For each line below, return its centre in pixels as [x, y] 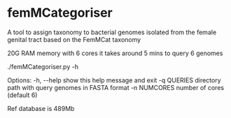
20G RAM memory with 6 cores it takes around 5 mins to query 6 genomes [115, 53]
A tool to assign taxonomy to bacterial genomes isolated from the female [112, 32]
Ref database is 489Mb [41, 108]
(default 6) [22, 95]
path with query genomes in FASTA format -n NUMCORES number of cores [116, 87]
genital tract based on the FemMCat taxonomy [74, 39]
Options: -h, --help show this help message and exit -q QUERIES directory [114, 80]
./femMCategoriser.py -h [43, 66]
